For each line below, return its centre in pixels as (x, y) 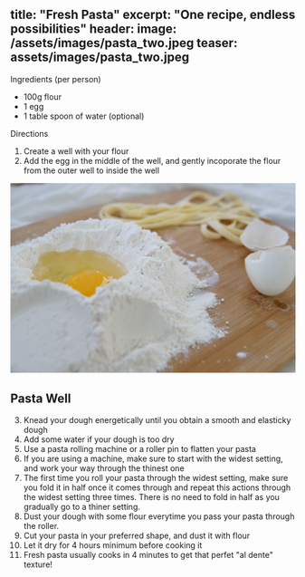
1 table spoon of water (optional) (84, 116)
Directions (29, 133)
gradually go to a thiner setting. (82, 507)
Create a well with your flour (76, 151)
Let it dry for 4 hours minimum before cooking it (113, 545)
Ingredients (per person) (56, 79)
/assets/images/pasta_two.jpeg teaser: (124, 43)
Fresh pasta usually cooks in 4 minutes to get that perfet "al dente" (148, 555)
